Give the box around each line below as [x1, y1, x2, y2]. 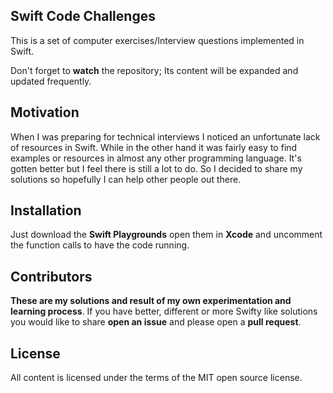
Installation [10, 202, 82, 219]
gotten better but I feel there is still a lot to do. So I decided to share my [10, 162, 303, 174]
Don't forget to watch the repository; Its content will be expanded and [10, 64, 299, 76]
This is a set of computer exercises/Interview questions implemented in [10, 34, 305, 46]
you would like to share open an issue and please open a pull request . [10, 316, 302, 328]
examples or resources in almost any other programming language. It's [10, 152, 302, 164]
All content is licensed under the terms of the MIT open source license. [10, 372, 303, 384]
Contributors [10, 268, 93, 285]
